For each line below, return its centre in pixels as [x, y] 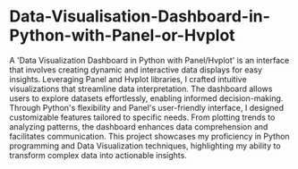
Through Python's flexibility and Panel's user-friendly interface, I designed [147, 107]
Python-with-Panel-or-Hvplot [122, 35]
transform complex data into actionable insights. [98, 155]
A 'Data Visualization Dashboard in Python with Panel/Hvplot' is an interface [149, 60]
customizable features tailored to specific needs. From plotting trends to [142, 117]
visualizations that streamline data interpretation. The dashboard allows [141, 89]
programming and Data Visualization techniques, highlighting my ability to [145, 146]
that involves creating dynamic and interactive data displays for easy [136, 70]
